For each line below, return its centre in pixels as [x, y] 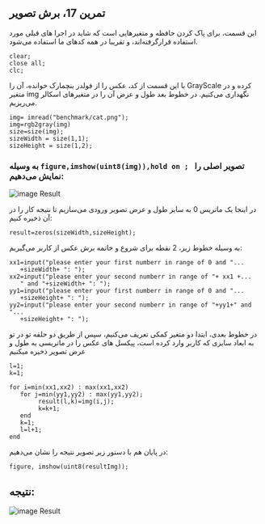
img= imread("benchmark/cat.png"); [69, 117]
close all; [27, 63]
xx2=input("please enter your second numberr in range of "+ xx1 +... [130, 277]
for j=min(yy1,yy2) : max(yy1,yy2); [82, 395]
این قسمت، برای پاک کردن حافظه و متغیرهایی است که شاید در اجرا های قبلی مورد [133, 32]
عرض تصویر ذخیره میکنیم [48, 352]
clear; [20, 56]
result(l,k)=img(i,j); [76, 402]
